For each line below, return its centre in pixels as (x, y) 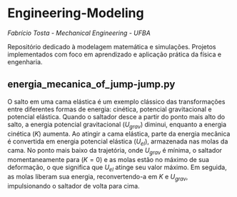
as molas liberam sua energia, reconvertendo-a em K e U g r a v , (98, 177)
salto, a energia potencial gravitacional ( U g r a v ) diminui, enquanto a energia (117, 125)
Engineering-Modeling (76, 13)
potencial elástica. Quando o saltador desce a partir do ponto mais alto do (116, 116)
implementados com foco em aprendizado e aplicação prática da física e (115, 54)
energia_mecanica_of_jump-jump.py (91, 85)
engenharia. (25, 61)
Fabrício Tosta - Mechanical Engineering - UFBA (79, 33)
